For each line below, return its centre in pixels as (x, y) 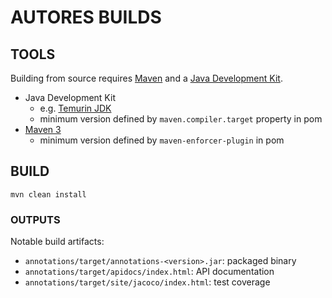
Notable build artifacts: (57, 242)
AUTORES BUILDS (86, 17)
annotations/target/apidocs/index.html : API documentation (149, 272)
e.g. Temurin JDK (75, 108)
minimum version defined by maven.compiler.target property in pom (181, 119)
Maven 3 (43, 129)
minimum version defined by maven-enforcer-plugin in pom (162, 140)
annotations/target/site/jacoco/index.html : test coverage (147, 282)
